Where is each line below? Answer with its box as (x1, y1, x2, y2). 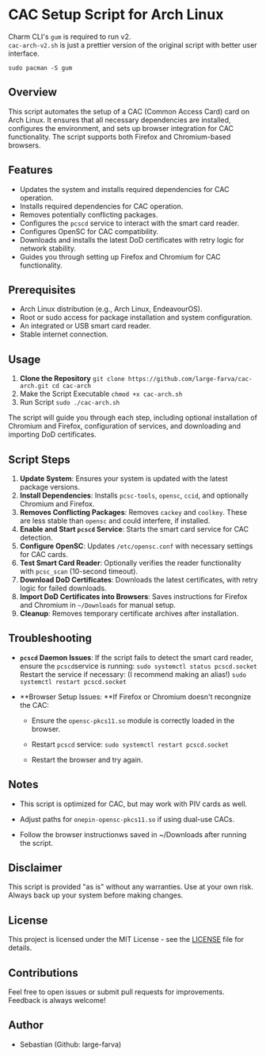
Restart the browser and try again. (31, 755, 143, 764)
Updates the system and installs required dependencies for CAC (19, 184, 230, 194)
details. (8, 943, 32, 953)
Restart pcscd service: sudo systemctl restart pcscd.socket (31, 740, 230, 749)
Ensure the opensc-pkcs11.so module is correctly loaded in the (31, 716, 235, 725)
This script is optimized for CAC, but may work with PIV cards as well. (19, 799, 248, 809)
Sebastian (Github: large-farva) (19, 1040, 122, 1049)
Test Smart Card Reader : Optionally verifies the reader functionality (19, 558, 241, 567)
